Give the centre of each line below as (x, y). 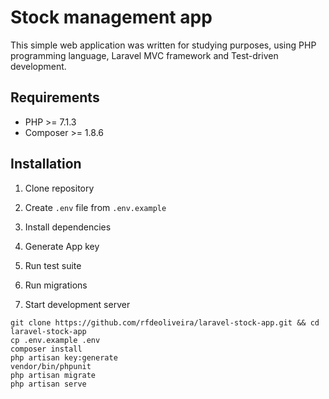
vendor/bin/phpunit (51, 366)
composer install (46, 349)
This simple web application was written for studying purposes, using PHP (163, 45)
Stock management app (111, 17)
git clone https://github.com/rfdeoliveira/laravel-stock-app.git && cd (165, 322)
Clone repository (59, 188)
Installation (46, 164)
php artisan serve (48, 384)
